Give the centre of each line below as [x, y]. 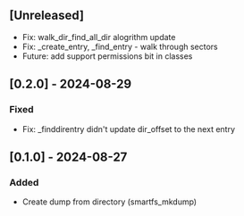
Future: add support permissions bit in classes [107, 56]
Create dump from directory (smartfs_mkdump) [109, 202]
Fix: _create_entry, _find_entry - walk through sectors [120, 46]
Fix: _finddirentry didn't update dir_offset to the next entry [128, 129]
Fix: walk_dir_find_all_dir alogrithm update [99, 37]
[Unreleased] [47, 16]
